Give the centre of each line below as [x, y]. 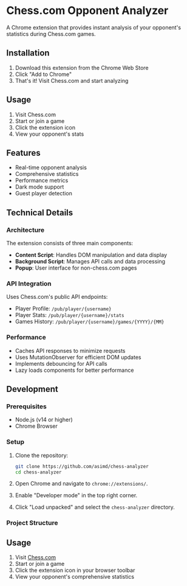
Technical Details [40, 213]
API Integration [29, 284]
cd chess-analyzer [38, 472]
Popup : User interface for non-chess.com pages [76, 268]
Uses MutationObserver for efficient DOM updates [78, 357]
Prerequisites [26, 406]
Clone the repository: [42, 455]
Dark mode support [39, 187]
